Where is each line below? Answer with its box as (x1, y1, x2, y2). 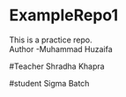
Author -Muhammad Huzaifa (9, 43, 113, 54)
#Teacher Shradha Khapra (9, 61, 105, 71)
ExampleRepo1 (9, 5, 119, 26)
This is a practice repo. (9, 34, 93, 45)
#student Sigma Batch (9, 78, 90, 88)
